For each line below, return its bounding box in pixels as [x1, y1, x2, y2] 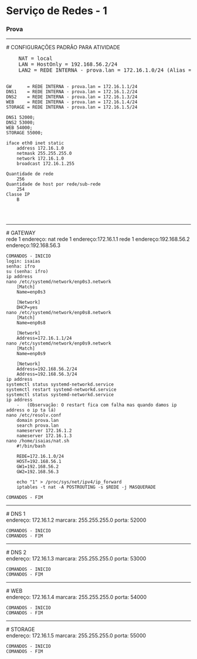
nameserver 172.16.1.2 [16, 428, 72, 434]
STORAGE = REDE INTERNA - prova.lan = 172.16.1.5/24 [6, 104, 138, 110]
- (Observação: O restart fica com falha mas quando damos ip [16, 402, 177, 408]
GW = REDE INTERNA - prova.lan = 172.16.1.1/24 [6, 84, 138, 90]
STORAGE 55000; [6, 130, 43, 136]
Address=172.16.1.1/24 [16, 336, 72, 342]
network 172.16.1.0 [16, 156, 64, 162]
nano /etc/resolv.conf [6, 413, 62, 418]
